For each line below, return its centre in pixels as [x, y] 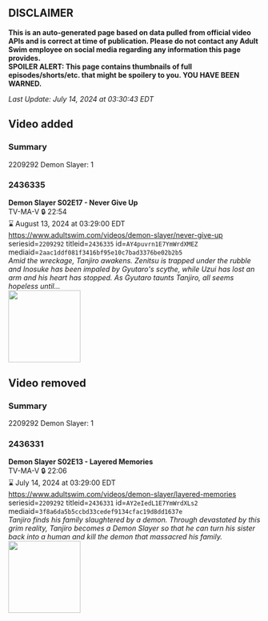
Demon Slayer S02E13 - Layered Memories [81, 461]
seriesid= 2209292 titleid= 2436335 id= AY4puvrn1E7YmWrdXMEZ [103, 243]
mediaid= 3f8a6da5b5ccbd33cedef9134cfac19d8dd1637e [95, 511]
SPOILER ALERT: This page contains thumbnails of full [100, 66]
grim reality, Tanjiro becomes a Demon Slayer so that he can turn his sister [132, 528]
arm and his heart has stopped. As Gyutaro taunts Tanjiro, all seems [121, 277]
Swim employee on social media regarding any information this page [125, 49]
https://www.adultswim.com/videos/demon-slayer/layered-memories [122, 494]
